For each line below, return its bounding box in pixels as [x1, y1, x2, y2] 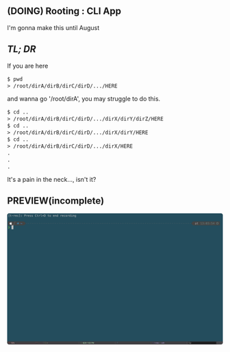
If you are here [7, 62, 49, 70]
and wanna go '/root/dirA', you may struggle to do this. [7, 94, 161, 103]
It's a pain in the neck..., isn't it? [7, 175, 97, 183]
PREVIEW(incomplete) [7, 195, 105, 207]
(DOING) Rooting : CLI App [7, 5, 122, 17]
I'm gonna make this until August [7, 23, 100, 31]
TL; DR [7, 44, 36, 55]
